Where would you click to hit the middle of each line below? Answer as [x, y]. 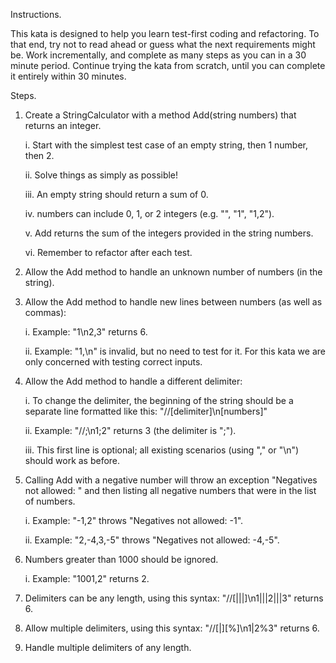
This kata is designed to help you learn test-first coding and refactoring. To [165, 33]
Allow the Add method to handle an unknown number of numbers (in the [173, 272]
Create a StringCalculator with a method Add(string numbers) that [160, 115]
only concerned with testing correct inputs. [113, 362]
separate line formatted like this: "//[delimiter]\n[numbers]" [146, 411]
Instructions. [36, 14]
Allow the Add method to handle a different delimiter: [133, 381]
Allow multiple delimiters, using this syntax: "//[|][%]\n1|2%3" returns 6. [172, 628]
